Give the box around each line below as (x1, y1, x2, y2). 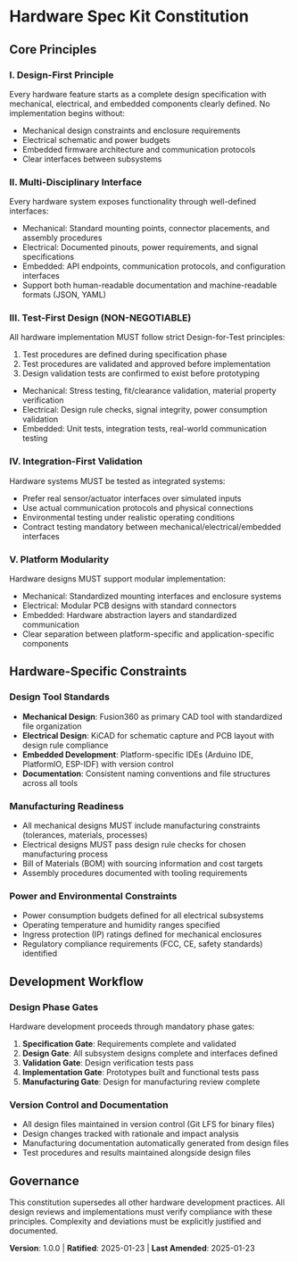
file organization (21, 721, 82, 731)
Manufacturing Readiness (9, 799, 125, 812)
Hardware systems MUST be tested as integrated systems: (9, 475, 226, 486)
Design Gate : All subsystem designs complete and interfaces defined (21, 1048, 278, 1059)
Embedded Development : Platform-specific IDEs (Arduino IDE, (21, 748, 254, 760)
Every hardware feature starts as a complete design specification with (9, 88, 267, 99)
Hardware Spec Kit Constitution (9, 6, 250, 27)
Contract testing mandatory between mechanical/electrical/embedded (21, 521, 282, 532)
